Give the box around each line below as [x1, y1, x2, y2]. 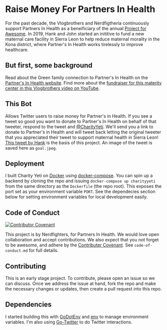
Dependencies [5, 300, 52, 309]
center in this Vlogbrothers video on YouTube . [5, 85, 100, 91]
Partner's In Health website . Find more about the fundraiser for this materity [5, 80, 162, 86]
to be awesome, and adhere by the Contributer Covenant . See [5, 242, 133, 248]
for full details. [29, 247, 59, 253]
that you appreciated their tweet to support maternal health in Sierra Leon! [5, 134, 159, 140]
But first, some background [5, 61, 93, 70]
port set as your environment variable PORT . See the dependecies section [5, 189, 155, 195]
